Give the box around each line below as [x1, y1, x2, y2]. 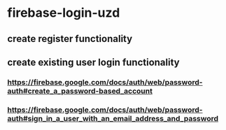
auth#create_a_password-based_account [7, 86, 153, 96]
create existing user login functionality [7, 56, 180, 68]
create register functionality [7, 33, 133, 45]
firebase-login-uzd [7, 5, 120, 21]
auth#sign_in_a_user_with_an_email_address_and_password [7, 113, 219, 123]
